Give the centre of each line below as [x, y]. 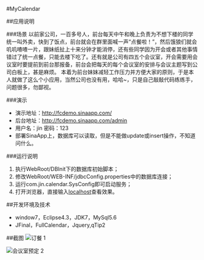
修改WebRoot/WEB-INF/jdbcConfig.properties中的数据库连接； [94, 176]
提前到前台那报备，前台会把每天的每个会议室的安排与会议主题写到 [110, 64]
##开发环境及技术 [28, 205]
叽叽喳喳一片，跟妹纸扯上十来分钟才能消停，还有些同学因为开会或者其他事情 [102, 49]
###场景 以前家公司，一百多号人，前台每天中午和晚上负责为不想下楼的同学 [100, 34]
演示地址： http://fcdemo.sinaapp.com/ [63, 113]
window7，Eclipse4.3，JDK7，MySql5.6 [66, 217]
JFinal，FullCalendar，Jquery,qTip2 [60, 225]
